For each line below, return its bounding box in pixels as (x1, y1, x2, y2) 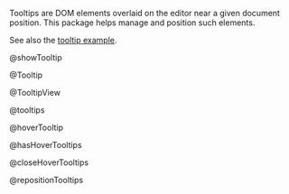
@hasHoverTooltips (9, 140, 83, 150)
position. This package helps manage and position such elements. (9, 17, 256, 28)
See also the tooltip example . (9, 35, 117, 45)
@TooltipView (9, 88, 61, 97)
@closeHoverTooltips (9, 157, 89, 168)
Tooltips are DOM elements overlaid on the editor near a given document (9, 8, 280, 18)
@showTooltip (9, 52, 62, 62)
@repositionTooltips (9, 175, 84, 185)
